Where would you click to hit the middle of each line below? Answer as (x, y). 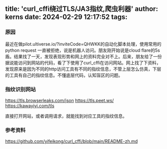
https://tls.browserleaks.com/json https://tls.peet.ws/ (60, 100)
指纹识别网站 (21, 89)
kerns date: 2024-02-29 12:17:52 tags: (66, 17)
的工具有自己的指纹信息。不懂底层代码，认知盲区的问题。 (64, 75)
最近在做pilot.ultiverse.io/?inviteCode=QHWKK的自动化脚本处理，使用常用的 (83, 44)
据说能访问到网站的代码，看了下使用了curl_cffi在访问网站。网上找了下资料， (83, 63)
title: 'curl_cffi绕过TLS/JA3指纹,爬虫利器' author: (82, 9)
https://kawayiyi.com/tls (30, 106)
